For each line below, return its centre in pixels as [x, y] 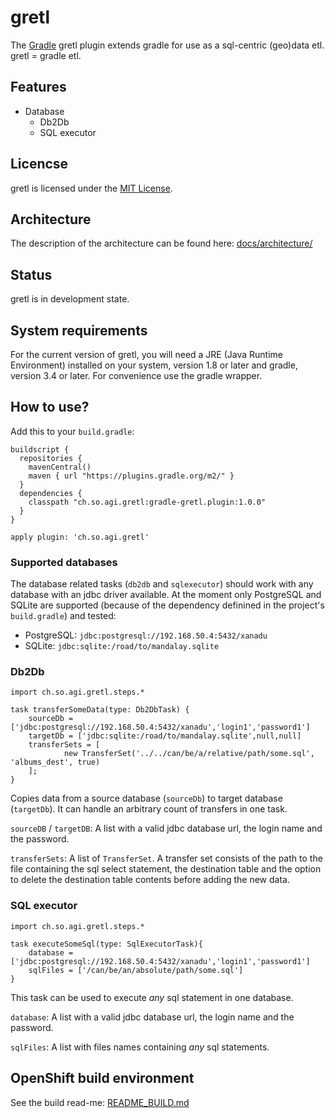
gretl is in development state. [70, 299]
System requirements [79, 330]
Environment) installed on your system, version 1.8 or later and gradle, [154, 365]
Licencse [39, 164]
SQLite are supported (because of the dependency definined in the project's [167, 605]
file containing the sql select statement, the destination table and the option [166, 869]
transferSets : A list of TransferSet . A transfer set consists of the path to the [166, 858]
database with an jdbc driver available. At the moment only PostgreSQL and [166, 595]
